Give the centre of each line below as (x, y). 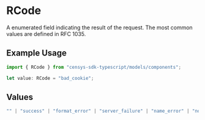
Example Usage (37, 53)
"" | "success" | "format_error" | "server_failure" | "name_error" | (98, 111)
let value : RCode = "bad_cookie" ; (50, 78)
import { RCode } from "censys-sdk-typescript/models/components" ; (94, 67)
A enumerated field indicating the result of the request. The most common (100, 27)
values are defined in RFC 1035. (46, 34)
